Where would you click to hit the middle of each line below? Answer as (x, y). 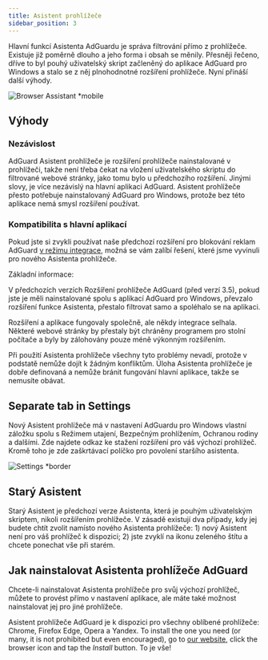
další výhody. (30, 80)
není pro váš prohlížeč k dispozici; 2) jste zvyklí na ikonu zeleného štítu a (128, 537)
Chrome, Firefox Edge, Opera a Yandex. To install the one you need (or (125, 630)
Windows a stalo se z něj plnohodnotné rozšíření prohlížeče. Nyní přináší (128, 71)
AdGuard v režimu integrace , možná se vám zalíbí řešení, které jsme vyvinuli (134, 250)
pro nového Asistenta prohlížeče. (63, 259)
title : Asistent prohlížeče (55, 16)
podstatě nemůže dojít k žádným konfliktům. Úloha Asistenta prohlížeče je (130, 364)
